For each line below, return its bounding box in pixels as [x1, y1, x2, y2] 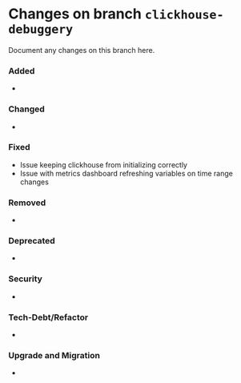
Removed [8, 197, 46, 208]
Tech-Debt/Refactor [8, 312, 89, 323]
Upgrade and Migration [8, 349, 100, 361]
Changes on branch [8, 5, 143, 23]
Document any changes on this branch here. [8, 45, 155, 54]
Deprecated [8, 236, 56, 247]
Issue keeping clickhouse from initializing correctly [19, 159, 188, 169]
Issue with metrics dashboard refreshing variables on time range [19, 168, 234, 178]
